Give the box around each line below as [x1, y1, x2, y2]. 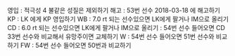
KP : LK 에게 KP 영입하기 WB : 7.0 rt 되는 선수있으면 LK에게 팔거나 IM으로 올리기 [7, 15, 229, 23]
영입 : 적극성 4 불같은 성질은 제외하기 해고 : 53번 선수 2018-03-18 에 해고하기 [7, 6, 220, 14]
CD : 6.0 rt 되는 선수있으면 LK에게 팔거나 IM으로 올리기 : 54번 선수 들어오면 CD [7, 24, 225, 31]
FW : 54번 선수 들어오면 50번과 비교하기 [20, 41, 132, 49]
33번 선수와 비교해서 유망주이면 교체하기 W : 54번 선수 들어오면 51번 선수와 [7, 32, 215, 41]
